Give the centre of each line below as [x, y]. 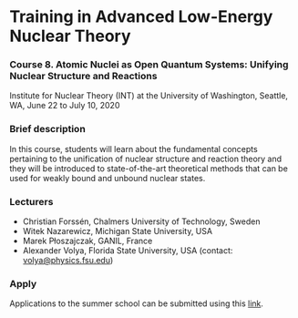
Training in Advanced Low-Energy [141, 17]
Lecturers [31, 201]
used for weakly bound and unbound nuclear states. [108, 178]
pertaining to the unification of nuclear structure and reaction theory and [146, 159]
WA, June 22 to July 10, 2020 [65, 106]
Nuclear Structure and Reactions [83, 77]
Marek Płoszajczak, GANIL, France [87, 241]
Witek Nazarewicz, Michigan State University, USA [117, 231]
